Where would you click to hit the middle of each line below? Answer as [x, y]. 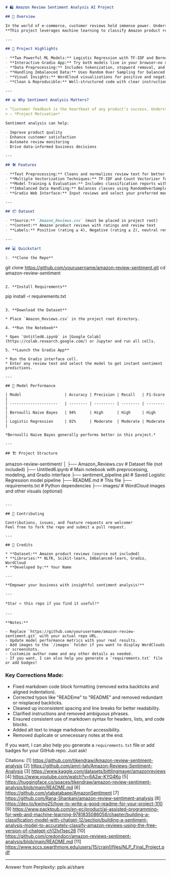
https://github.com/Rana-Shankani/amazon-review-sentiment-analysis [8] [83, 798]
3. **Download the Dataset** [36, 310]
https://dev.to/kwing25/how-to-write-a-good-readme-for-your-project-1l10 [84, 803]
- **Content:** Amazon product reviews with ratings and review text [81, 226]
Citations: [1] [19, 760]
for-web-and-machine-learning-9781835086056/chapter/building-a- [78, 814]
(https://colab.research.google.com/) [46, 341]
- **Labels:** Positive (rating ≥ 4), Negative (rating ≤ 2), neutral [82, 230]
